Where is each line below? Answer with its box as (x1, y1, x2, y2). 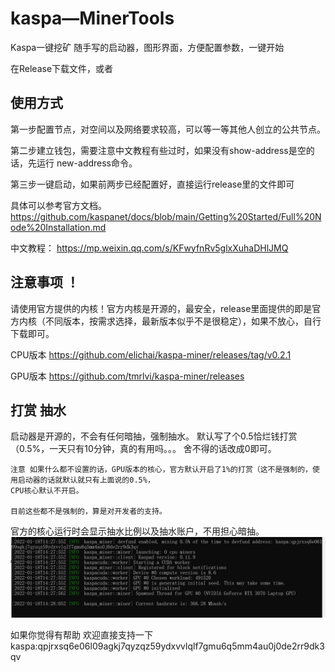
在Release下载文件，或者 (10, 62, 114, 74)
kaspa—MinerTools (10, 7, 175, 30)
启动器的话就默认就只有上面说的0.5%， (17, 475, 155, 486)
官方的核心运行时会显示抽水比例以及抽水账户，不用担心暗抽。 (10, 525, 265, 537)
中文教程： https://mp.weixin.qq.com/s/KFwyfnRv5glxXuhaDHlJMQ (10, 242, 289, 254)
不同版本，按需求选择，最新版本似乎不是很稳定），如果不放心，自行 (44, 315, 322, 327)
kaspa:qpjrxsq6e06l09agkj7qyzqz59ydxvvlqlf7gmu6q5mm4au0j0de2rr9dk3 (10, 640, 325, 652)
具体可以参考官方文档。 (10, 199, 107, 211)
